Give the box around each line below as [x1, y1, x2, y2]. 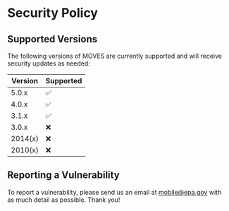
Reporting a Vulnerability [7, 169, 120, 181]
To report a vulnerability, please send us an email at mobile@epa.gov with [7, 188, 222, 196]
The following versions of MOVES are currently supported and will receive [7, 52, 222, 60]
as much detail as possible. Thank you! [7, 195, 120, 204]
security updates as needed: [7, 59, 90, 68]
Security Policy [7, 5, 99, 21]
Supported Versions [7, 33, 97, 45]
